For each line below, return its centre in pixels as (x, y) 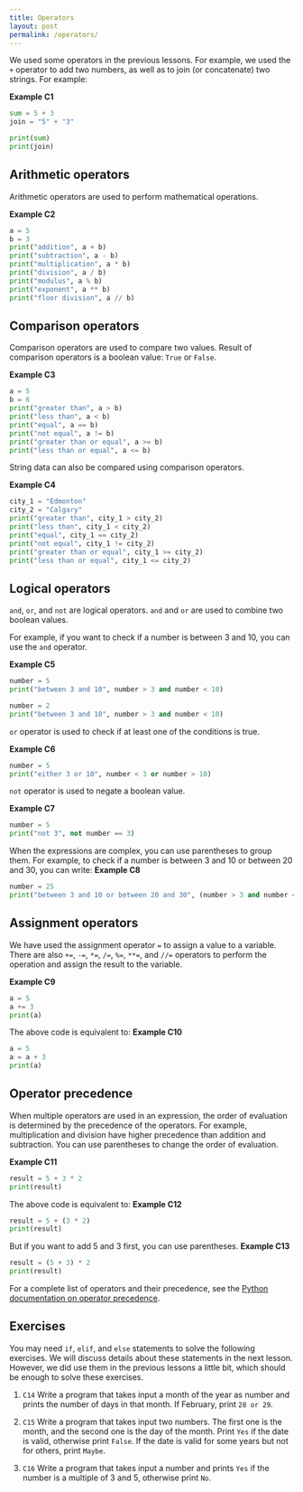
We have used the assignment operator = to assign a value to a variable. (143, 944)
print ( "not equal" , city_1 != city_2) (82, 543)
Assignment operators (74, 923)
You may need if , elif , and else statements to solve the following (132, 1348)
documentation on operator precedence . (85, 1299)
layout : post (34, 26)
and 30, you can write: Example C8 (75, 870)
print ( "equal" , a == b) (54, 425)
